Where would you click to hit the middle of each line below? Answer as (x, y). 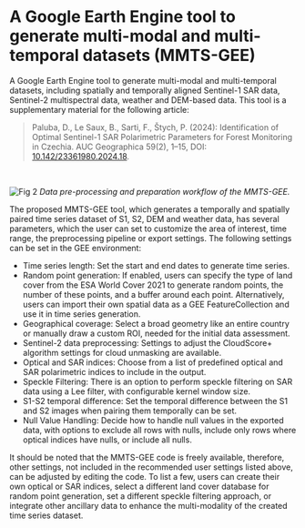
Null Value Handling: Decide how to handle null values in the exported (153, 420)
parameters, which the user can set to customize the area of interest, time (148, 228)
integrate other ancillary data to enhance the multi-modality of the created (149, 505)
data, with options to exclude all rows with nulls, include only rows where (159, 430)
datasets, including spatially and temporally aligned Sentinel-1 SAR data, (145, 90)
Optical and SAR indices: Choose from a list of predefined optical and (153, 362)
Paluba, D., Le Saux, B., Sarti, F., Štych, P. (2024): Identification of (155, 127)
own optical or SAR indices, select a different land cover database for (139, 486)
